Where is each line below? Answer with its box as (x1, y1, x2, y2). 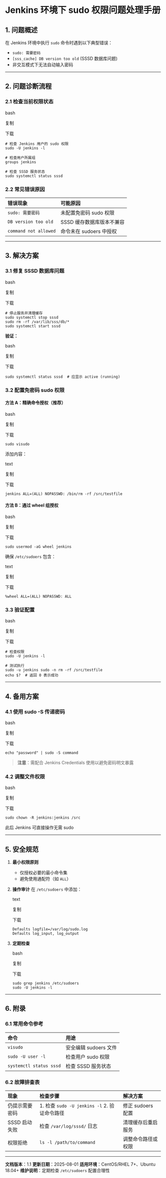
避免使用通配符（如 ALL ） (19, 876, 72, 882)
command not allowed (7, 228, 56, 234)
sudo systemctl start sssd (5, 323, 61, 329)
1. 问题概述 (5, 26, 38, 34)
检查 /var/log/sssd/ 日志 (39, 1123, 98, 1130)
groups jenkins (5, 159, 37, 165)
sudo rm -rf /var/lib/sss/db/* (5, 319, 70, 324)
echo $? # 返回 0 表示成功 (5, 673, 58, 678)
